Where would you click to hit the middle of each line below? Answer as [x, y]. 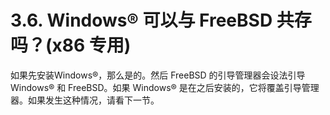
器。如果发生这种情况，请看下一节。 [85, 100]
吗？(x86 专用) [71, 45]
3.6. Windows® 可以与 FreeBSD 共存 [161, 20]
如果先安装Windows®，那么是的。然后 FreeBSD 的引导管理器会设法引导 [158, 75]
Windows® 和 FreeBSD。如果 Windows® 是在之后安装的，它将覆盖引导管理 [165, 87]
